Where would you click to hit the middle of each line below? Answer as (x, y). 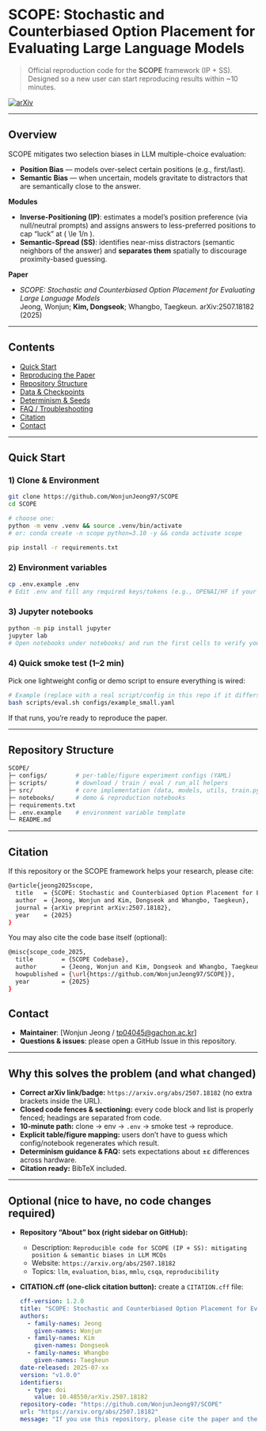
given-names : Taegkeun (72, 1360)
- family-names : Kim (61, 1338)
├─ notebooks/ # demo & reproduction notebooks (97, 798)
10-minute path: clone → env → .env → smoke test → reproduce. (126, 1127)
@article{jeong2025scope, (51, 886)
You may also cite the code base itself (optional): (88, 938)
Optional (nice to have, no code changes (110, 1201)
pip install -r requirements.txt (63, 547)
